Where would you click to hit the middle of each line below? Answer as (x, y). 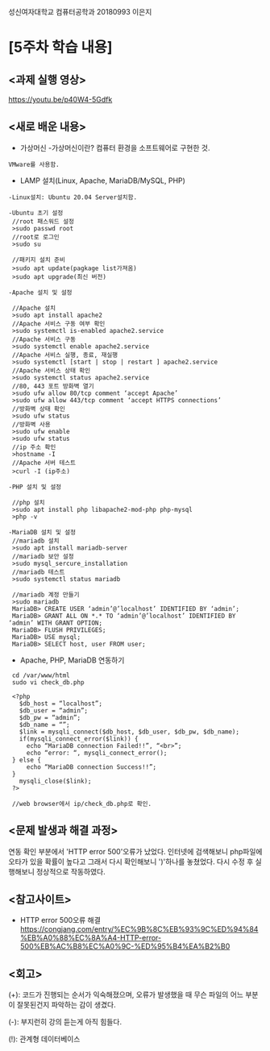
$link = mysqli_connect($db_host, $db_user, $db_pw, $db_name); (129, 732)
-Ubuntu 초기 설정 (36, 213)
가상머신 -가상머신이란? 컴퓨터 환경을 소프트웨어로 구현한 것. (115, 147)
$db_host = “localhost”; (61, 704)
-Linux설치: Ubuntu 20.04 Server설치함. (73, 197)
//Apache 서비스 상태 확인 (51, 370)
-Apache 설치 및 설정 (40, 293)
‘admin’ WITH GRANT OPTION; (56, 623)
